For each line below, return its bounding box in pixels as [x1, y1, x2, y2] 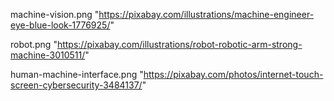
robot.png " [10, 39, 58, 50]
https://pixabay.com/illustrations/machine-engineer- [98, 9, 315, 20]
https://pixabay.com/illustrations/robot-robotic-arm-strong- [56, 39, 303, 50]
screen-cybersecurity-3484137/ [10, 79, 143, 91]
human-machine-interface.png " [10, 69, 144, 80]
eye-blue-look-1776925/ [10, 19, 111, 31]
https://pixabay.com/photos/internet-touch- [143, 69, 324, 80]
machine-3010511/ [10, 49, 86, 61]
